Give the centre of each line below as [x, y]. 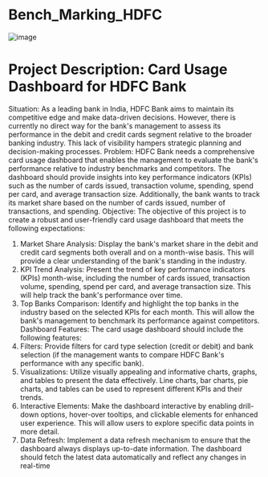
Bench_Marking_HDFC [85, 15]
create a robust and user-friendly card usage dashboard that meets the [126, 219]
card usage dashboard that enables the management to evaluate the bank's [134, 160]
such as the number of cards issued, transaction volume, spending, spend [131, 185]
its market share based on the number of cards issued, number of [117, 202]
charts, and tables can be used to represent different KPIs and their [131, 389]
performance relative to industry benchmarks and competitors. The [120, 168]
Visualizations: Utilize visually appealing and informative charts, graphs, [138, 372]
